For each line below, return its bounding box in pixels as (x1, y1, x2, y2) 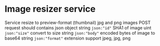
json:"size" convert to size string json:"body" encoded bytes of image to (4, 30, 156, 36)
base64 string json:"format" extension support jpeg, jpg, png (4, 35, 131, 41)
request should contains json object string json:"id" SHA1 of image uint (4, 24, 152, 30)
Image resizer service (4, 3, 96, 15)
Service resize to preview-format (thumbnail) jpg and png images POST (4, 20, 151, 25)
